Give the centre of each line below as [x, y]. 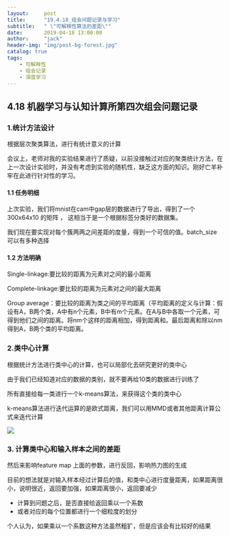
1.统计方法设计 [31, 127]
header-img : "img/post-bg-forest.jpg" [62, 45]
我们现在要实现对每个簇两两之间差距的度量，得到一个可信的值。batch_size [112, 232]
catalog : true [27, 52]
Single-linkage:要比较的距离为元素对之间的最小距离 [79, 274]
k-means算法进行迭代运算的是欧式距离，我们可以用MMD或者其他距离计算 [111, 408]
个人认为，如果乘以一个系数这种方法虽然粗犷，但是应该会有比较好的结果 [109, 526]
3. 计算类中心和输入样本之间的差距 [64, 449]
